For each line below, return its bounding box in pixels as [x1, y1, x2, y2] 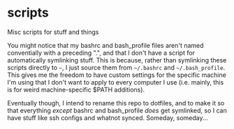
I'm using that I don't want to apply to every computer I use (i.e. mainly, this [7, 78, 224, 86]
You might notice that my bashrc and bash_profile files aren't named [7, 41, 204, 49]
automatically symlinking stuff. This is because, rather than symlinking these [7, 55, 227, 64]
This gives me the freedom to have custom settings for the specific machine [7, 71, 227, 79]
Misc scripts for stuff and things [7, 28, 99, 36]
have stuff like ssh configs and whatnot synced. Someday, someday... [7, 113, 208, 122]
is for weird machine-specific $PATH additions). [7, 85, 145, 94]
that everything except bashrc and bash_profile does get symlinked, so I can [7, 106, 227, 114]
